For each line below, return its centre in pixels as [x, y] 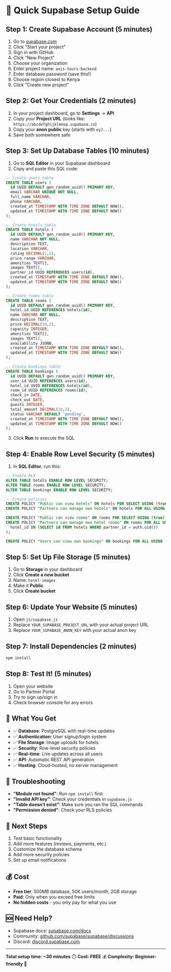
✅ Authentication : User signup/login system [60, 736]
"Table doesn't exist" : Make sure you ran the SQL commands [78, 805]
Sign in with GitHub [33, 52]
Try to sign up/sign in [35, 697]
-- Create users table [30, 178]
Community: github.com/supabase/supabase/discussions [73, 936]
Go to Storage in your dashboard [48, 569]
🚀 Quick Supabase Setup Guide [73, 10]
